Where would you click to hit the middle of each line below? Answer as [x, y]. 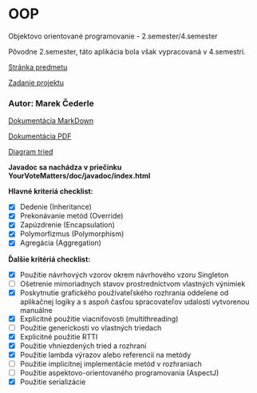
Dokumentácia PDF [40, 136]
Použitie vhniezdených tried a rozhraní [83, 346]
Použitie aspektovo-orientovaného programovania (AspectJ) [119, 373]
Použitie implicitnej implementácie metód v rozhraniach [111, 364]
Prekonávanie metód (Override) [71, 216]
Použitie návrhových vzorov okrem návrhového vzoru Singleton [124, 275]
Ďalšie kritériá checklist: [49, 259]
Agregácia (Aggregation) [61, 243]
